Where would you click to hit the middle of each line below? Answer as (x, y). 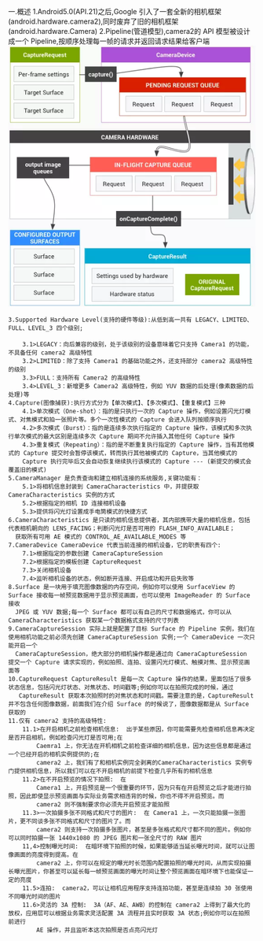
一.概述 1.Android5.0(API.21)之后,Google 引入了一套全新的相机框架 (115, 11)
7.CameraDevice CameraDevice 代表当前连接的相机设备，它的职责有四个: (115, 545)
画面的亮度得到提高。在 (46, 854)
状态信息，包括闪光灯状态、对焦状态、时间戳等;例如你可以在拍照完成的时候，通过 (121, 687)
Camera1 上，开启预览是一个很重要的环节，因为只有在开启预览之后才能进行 (141, 787)
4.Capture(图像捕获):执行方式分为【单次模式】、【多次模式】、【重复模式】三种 (117, 403)
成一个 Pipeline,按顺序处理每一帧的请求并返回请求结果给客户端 (109, 41)
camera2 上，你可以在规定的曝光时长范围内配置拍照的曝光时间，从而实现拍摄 (144, 863)
